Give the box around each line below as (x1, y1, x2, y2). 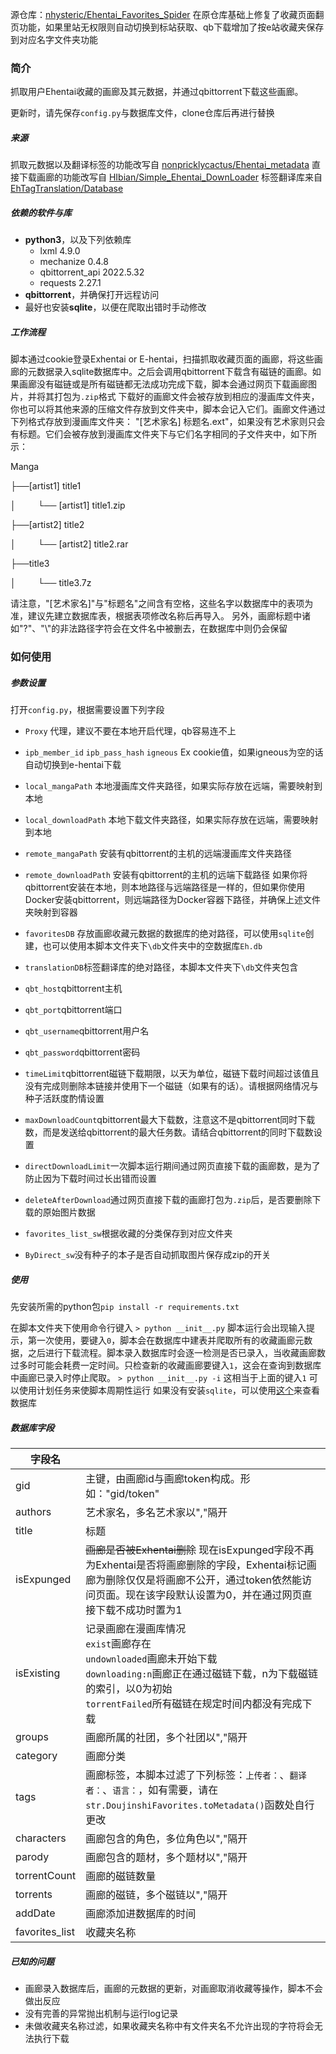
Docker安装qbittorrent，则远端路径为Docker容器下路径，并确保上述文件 (24, 894, 321, 906)
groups (15, 1730, 49, 1744)
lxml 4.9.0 (39, 245, 81, 257)
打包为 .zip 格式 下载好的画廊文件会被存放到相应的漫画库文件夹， (53, 391, 320, 403)
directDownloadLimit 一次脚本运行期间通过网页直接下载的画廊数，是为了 (24, 1160, 321, 1172)
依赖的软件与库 (10, 206, 72, 218)
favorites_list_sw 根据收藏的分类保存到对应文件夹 (24, 1228, 233, 1240)
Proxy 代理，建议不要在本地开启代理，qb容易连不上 (24, 725, 237, 737)
